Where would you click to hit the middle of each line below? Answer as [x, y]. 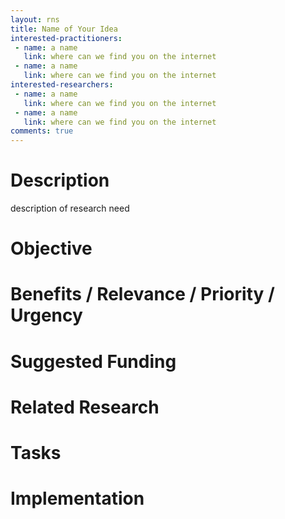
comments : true [42, 131]
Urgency [46, 315]
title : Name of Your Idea [64, 29]
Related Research [85, 407]
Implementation [77, 498]
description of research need [70, 208]
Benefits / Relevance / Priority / [142, 294]
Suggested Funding [93, 361]
